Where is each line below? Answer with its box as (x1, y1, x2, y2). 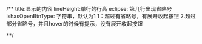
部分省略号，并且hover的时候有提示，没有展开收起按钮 (6, 20, 143, 27)
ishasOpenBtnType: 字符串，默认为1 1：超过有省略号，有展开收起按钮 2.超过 (6, 12, 196, 20)
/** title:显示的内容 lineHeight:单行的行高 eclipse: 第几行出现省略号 (6, 5, 172, 12)
